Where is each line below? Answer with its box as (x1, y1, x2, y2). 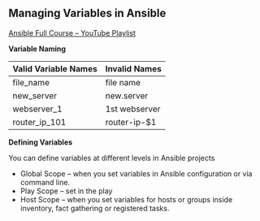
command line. (19, 177, 71, 187)
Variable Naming (8, 44, 67, 54)
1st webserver (105, 103, 161, 115)
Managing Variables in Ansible (8, 6, 167, 20)
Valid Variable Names (12, 63, 97, 74)
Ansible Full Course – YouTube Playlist (8, 28, 136, 37)
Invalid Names (105, 63, 162, 74)
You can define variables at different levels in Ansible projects (8, 153, 215, 162)
